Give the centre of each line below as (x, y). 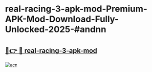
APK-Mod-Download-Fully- (62, 19)
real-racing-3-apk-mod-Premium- (76, 9)
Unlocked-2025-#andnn (56, 29)
